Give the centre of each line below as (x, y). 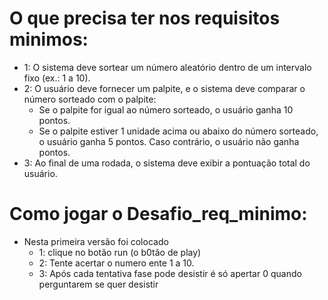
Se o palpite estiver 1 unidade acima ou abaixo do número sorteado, (178, 131)
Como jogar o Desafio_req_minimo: (158, 214)
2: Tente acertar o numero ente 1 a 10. (116, 263)
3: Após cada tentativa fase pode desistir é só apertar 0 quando (170, 273)
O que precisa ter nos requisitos (145, 18)
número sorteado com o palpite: (90, 99)
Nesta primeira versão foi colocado (96, 241)
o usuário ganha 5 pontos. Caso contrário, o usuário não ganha (169, 141)
